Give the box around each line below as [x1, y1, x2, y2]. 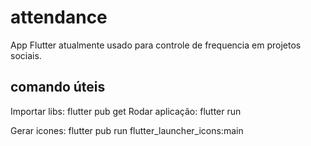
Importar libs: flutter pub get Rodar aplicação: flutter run [10, 105, 242, 117]
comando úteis [10, 79, 106, 96]
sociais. [10, 49, 42, 61]
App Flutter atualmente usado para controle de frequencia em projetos [10, 39, 302, 51]
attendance [10, 6, 108, 29]
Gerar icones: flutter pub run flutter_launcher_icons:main [10, 124, 244, 136]
